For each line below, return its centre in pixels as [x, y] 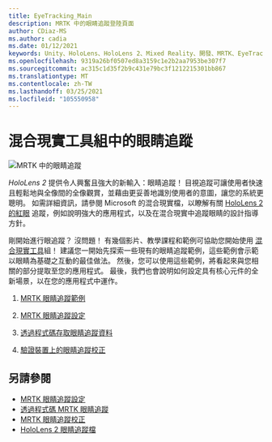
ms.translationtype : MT [49, 76]
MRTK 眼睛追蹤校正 [53, 419]
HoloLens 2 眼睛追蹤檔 [58, 429]
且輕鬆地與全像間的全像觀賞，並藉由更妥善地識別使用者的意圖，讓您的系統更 [136, 193]
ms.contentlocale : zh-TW [50, 84]
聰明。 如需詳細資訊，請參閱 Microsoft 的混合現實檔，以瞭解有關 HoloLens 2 [136, 203]
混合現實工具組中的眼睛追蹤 [101, 142]
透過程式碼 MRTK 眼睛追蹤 [64, 409]
